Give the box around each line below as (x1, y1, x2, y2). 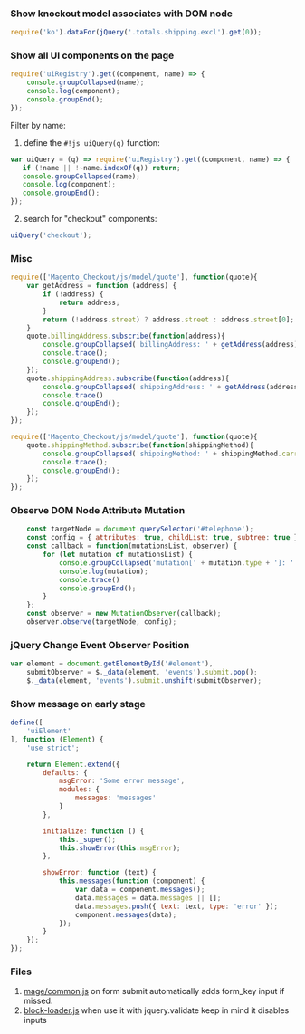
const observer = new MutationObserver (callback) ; (26, 609, 222, 618)
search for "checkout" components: (23, 214, 157, 225)
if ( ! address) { (43, 290, 104, 299)
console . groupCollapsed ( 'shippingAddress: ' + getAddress (43, 382, 266, 391)
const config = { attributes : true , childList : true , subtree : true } (26, 533, 299, 542)
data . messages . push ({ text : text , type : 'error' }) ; (74, 902, 279, 911)
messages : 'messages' (74, 793, 157, 803)
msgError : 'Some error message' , (58, 777, 185, 786)
